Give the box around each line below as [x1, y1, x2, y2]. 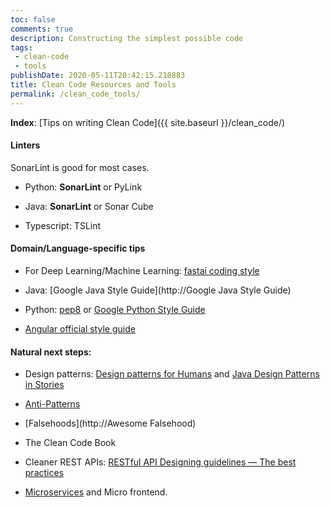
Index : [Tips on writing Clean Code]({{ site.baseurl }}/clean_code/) [10, 116, 286, 128]
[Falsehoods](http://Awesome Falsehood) [24, 417, 197, 430]
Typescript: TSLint [24, 219, 102, 231]
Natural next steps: [10, 346, 92, 358]
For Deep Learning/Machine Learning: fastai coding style [24, 265, 260, 277]
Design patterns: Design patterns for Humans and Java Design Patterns [24, 368, 320, 380]
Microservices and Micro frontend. [24, 486, 168, 498]
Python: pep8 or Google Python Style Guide [24, 304, 206, 316]
